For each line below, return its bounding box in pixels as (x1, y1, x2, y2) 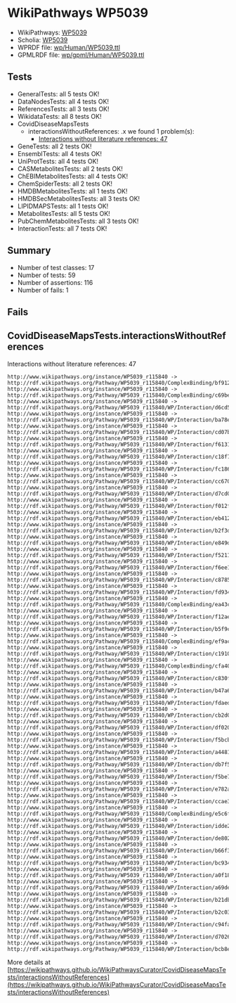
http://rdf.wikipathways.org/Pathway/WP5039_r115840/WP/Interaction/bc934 (7, 860, 231, 867)
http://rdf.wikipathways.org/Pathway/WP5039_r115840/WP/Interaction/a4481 (7, 748, 231, 755)
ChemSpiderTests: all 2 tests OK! (17, 179, 113, 188)
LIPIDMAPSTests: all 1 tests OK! (17, 202, 109, 210)
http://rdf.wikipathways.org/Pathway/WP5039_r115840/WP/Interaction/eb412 (7, 515, 231, 522)
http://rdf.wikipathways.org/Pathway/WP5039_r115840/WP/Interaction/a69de (7, 884, 231, 891)
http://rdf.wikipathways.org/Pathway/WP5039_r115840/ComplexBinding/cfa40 (7, 663, 231, 670)
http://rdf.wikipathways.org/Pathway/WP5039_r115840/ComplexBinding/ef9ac (7, 638, 231, 645)
